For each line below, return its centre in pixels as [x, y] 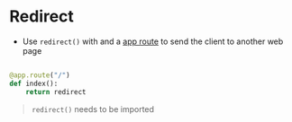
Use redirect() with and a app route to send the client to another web [153, 41]
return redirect [56, 91]
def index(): [34, 83]
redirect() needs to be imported [93, 109]
